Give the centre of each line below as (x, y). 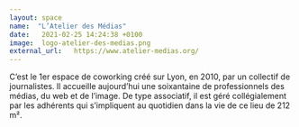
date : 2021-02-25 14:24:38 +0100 (76, 34)
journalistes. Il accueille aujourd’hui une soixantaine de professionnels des (147, 86)
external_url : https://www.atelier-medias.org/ (104, 51)
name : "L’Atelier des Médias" (68, 26)
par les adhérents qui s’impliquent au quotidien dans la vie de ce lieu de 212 (150, 105)
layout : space (36, 18)
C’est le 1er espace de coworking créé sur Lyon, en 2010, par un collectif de (150, 77)
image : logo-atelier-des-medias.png (80, 43)
